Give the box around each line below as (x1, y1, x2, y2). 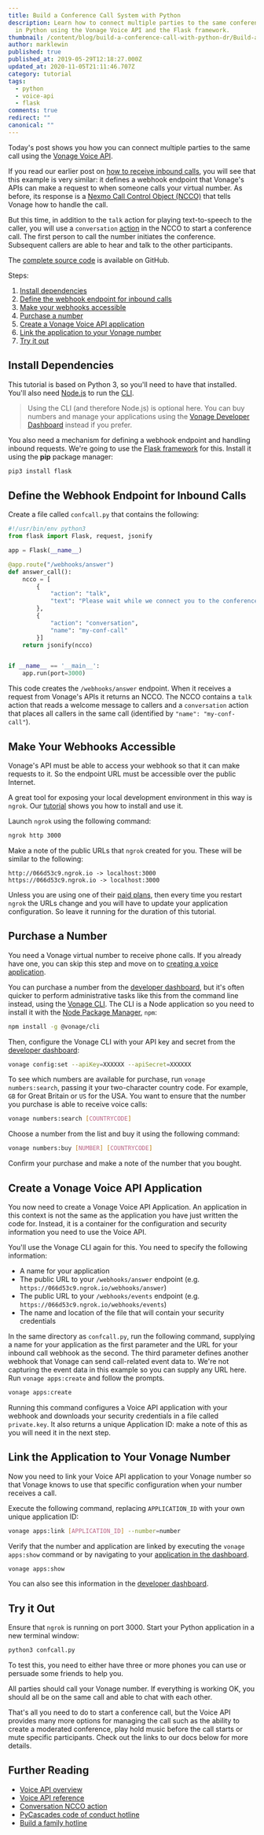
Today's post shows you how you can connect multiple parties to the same (8, 142, 251, 152)
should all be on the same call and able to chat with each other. (8, 1693, 213, 1702)
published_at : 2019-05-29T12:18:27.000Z (8, 56, 143, 64)
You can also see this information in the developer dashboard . (8, 1579, 209, 1589)
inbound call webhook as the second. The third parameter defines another (8, 1348, 249, 1358)
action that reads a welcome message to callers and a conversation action (8, 701, 249, 710)
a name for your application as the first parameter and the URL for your (8, 1339, 238, 1349)
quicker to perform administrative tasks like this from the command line (8, 990, 239, 1000)
